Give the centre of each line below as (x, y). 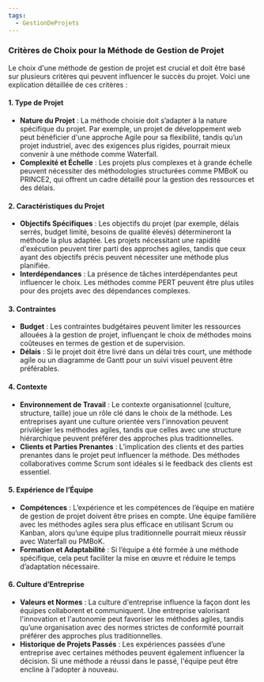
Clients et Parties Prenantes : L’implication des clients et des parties (132, 446)
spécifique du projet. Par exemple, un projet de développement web (130, 129)
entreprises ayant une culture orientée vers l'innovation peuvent (124, 421)
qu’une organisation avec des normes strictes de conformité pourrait (132, 627)
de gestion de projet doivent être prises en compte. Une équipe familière (138, 516)
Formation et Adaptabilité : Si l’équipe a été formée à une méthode (129, 549)
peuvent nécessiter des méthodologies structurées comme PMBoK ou (134, 171)
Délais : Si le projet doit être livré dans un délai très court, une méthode (136, 352)
